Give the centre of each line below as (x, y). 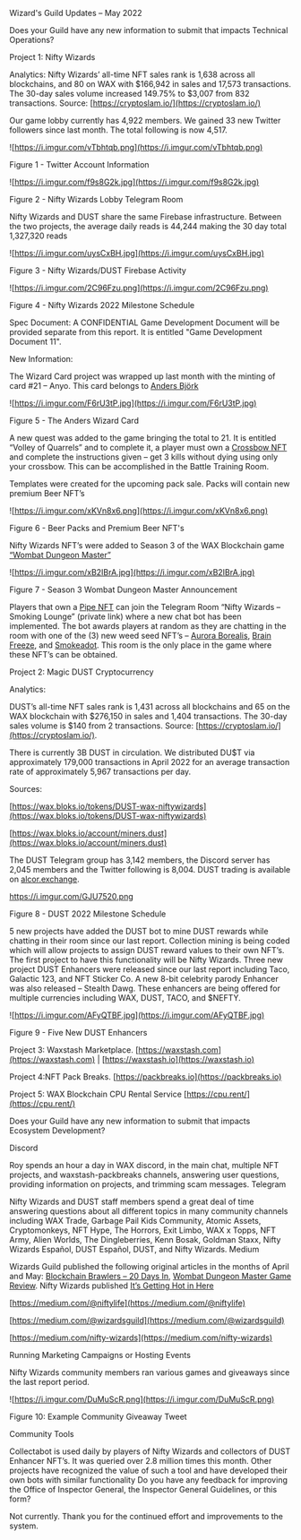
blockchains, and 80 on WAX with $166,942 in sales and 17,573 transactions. (150, 84)
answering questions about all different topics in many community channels (149, 1211)
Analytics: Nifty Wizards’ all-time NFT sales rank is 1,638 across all (132, 74)
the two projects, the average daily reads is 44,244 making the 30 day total (148, 226)
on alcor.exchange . (45, 879)
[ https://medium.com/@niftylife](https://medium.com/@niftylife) (128, 1303)
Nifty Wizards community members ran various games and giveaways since (150, 1372)
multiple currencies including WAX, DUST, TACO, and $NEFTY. (125, 998)
